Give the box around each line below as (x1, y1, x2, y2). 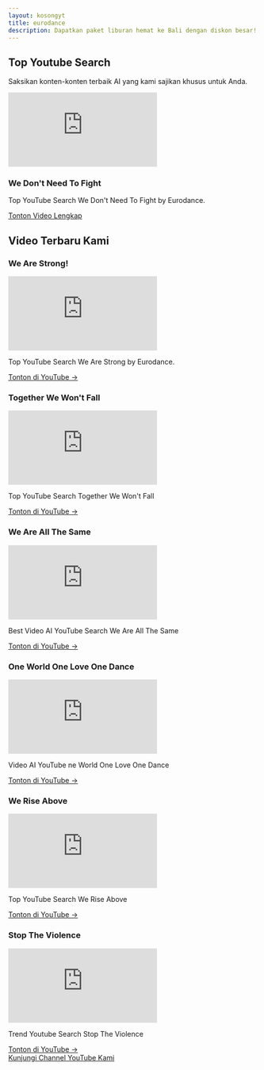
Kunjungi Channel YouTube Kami (8, 1053, 115, 1062)
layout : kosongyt (8, 11, 66, 20)
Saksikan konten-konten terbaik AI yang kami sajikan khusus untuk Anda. (8, 77, 248, 86)
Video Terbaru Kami (8, 234, 109, 247)
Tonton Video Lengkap (8, 211, 82, 220)
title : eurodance (8, 19, 66, 27)
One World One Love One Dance (8, 661, 135, 672)
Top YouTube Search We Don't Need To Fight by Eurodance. (8, 196, 206, 205)
